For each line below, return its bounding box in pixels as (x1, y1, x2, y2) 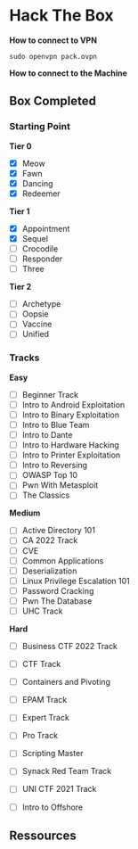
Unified (21, 329, 50, 340)
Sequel (21, 233, 49, 243)
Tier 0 (9, 140, 32, 152)
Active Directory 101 (21, 525, 96, 536)
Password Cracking (21, 585, 94, 596)
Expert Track (21, 713, 69, 723)
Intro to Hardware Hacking (21, 440, 120, 450)
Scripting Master (21, 748, 84, 759)
